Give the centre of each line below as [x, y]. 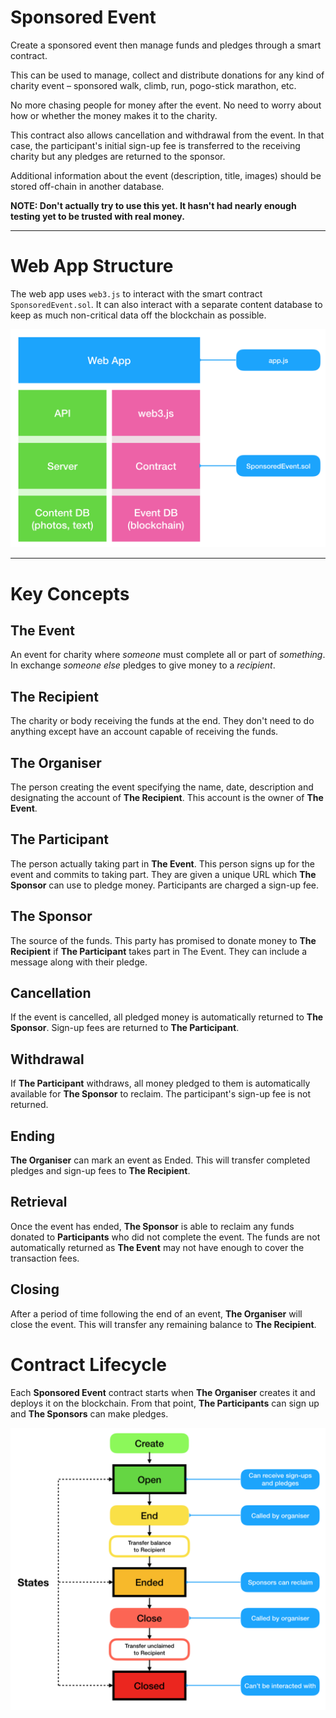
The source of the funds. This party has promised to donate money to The [163, 940]
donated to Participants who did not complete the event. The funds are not [165, 1237]
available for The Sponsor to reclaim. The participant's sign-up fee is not [160, 1094]
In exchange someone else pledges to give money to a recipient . [143, 665]
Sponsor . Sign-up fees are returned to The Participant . [125, 1028]
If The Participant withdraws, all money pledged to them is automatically [160, 1083]
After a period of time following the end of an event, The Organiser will [156, 1313]
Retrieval [39, 1202]
